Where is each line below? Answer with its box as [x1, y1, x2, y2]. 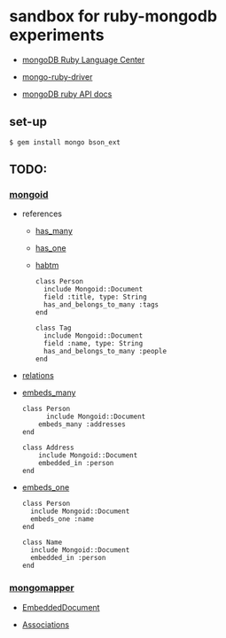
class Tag [35, 323, 73, 333]
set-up [9, 114, 47, 129]
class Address [21, 443, 74, 453]
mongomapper [9, 582, 74, 595]
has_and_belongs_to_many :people [43, 347, 167, 356]
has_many [35, 226, 74, 237]
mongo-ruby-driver [21, 71, 93, 82]
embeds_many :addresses [38, 420, 126, 429]
